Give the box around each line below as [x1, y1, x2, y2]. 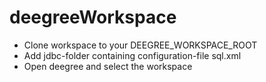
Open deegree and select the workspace [23, 60, 193, 72]
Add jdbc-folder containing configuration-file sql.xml [23, 49, 242, 61]
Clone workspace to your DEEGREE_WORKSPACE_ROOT [23, 39, 258, 51]
